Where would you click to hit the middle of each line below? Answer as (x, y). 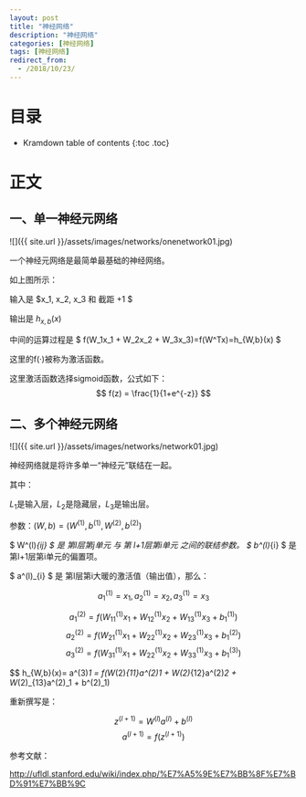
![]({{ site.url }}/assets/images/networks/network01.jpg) (114, 446)
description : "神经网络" (54, 35)
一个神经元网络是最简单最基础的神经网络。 (90, 260)
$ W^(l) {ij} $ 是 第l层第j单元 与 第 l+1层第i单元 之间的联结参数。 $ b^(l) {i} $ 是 (153, 545)
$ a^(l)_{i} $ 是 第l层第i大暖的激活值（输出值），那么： (110, 575)
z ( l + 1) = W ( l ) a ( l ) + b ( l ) (153, 720)
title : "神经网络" (42, 26)
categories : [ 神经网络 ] (52, 43)
